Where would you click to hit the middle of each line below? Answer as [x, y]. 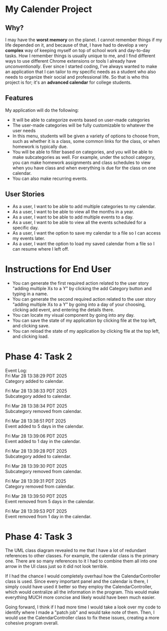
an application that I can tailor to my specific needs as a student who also [81, 72]
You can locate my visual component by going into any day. [74, 315]
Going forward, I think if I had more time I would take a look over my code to [83, 607]
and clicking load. [30, 336]
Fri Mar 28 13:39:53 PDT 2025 [36, 511]
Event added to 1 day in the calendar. [43, 441]
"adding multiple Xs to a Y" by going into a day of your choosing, [79, 304]
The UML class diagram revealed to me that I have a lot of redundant [76, 550]
